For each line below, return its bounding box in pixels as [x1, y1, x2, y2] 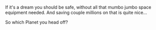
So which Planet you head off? [5, 19, 68, 25]
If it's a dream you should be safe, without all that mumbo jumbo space [5, 4, 151, 10]
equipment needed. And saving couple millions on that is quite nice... [5, 9, 147, 15]
